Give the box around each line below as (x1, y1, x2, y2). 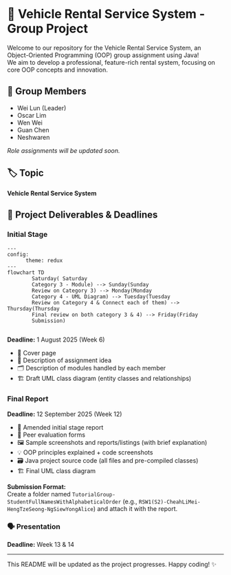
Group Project (7, 21, 88, 36)
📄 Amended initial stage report (16, 423, 104, 431)
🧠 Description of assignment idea (16, 356, 112, 364)
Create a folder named (7, 490, 71, 498)
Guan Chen (16, 125, 49, 134)
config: (7, 251, 30, 258)
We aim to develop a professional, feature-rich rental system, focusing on (7, 58, 215, 66)
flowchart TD (7, 269, 45, 276)
